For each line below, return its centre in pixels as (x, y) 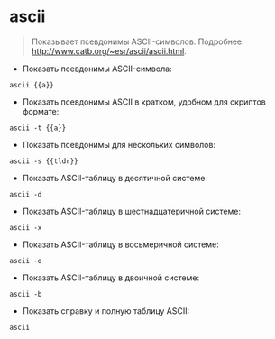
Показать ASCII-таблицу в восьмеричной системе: (120, 244)
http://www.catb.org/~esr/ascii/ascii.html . (109, 50)
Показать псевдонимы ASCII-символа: (97, 69)
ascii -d (26, 194)
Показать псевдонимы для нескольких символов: (119, 144)
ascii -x (26, 227)
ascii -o (26, 261)
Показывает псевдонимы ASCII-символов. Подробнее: (138, 41)
